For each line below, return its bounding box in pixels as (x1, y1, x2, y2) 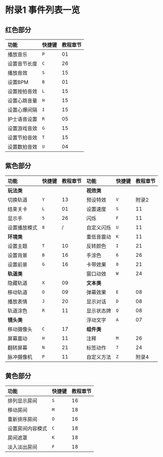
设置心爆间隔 (7, 106, 38, 113)
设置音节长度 (7, 60, 38, 67)
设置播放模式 (7, 224, 38, 231)
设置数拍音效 (7, 143, 38, 150)
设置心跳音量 (7, 97, 38, 104)
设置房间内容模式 (7, 425, 48, 432)
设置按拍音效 (7, 88, 38, 95)
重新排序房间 (7, 416, 38, 422)
